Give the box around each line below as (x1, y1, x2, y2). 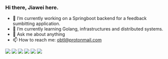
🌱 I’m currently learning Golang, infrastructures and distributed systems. (12, 26, 163, 32)
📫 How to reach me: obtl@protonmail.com (12, 37, 102, 43)
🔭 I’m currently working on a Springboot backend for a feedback (12, 15, 147, 21)
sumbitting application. (12, 20, 61, 26)
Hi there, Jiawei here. (5, 4, 59, 11)
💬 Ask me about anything (12, 31, 65, 37)
